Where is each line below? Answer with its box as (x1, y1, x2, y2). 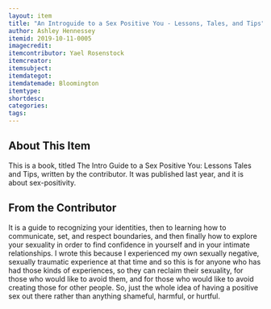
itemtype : (8, 86, 42, 95)
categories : (8, 102, 48, 110)
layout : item (8, 11, 52, 20)
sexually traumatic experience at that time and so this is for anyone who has (8, 257, 261, 266)
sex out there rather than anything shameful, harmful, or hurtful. (8, 291, 220, 301)
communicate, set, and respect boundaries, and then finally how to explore (8, 231, 258, 240)
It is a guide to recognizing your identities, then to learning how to (8, 223, 227, 232)
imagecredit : (8, 42, 52, 50)
